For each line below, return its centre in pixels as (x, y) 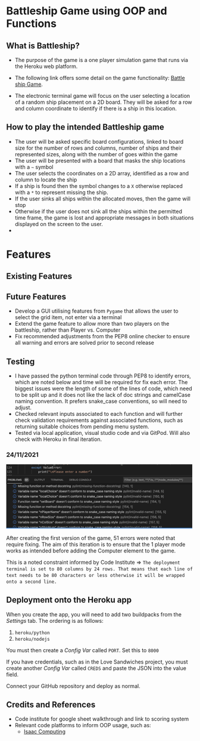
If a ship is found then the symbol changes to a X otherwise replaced (99, 186)
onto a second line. (32, 582)
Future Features (36, 297)
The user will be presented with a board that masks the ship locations (100, 160)
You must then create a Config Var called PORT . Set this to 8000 (82, 650)
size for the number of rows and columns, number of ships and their (98, 148)
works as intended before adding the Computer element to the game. (91, 551)
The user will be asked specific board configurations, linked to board (99, 141)
